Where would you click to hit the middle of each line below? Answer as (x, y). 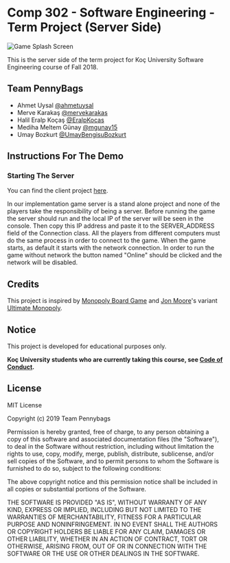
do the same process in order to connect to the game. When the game (106, 241)
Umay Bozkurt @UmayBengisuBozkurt (72, 134)
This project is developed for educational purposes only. (87, 346)
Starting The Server (41, 176)
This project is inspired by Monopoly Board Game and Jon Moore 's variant (112, 301)
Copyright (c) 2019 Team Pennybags (59, 418)
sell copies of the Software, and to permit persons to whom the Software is (113, 461)
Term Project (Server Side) (84, 27)
